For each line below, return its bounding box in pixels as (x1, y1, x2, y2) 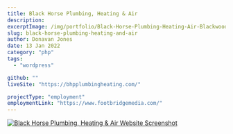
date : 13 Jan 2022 (7, 42, 60, 49)
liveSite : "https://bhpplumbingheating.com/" (7, 81, 141, 87)
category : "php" (7, 49, 54, 56)
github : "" (7, 74, 39, 81)
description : (7, 17, 45, 24)
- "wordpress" (13, 62, 54, 69)
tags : (7, 56, 23, 62)
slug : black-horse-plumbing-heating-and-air (7, 29, 138, 37)
